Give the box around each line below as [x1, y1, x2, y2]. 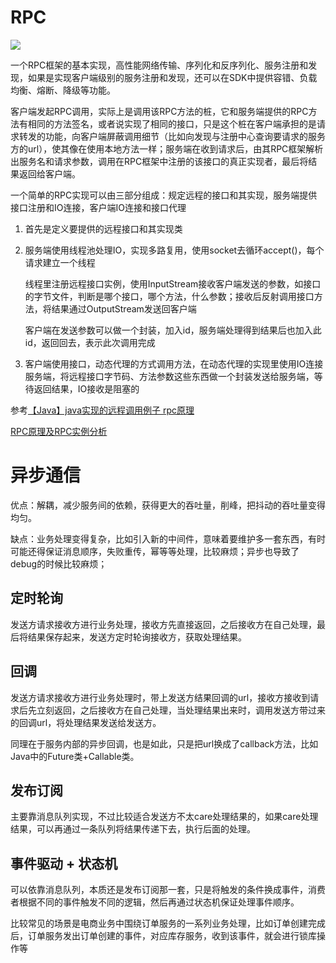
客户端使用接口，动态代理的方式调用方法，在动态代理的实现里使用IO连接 [24, 357, 324, 370]
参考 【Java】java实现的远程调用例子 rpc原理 [10, 404, 195, 416]
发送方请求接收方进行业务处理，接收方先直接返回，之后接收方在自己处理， [10, 618, 317, 630]
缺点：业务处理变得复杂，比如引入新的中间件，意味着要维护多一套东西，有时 [10, 532, 326, 545]
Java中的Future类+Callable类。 [10, 750, 140, 762]
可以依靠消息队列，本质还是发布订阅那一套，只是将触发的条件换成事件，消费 [10, 884, 326, 896]
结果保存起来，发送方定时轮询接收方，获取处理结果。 [27, 631, 247, 643]
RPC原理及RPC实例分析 [10, 425, 108, 437]
